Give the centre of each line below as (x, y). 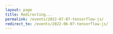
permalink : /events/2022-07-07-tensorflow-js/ (54, 19)
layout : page (19, 10)
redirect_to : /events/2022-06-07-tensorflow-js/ (57, 24)
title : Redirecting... (29, 14)
